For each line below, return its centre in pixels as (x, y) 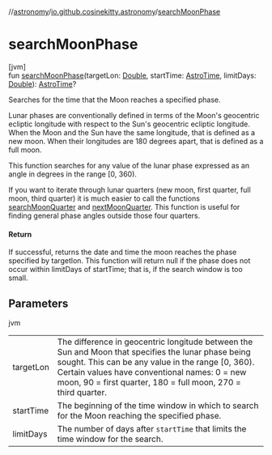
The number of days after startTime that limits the (152, 428)
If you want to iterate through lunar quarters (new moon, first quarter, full (130, 189)
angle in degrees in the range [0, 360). (73, 174)
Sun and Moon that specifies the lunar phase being (154, 351)
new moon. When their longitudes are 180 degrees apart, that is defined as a (136, 141)
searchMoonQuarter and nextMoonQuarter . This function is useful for (124, 206)
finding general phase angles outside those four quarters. (104, 215)
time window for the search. (110, 439)
